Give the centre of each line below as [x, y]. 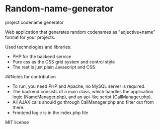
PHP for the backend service [42, 56]
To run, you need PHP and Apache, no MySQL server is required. [79, 86]
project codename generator [35, 22]
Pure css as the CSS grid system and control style [64, 62]
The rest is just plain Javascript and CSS [54, 67]
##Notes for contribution [31, 76]
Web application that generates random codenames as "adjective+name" [80, 32]
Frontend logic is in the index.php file [50, 113]
